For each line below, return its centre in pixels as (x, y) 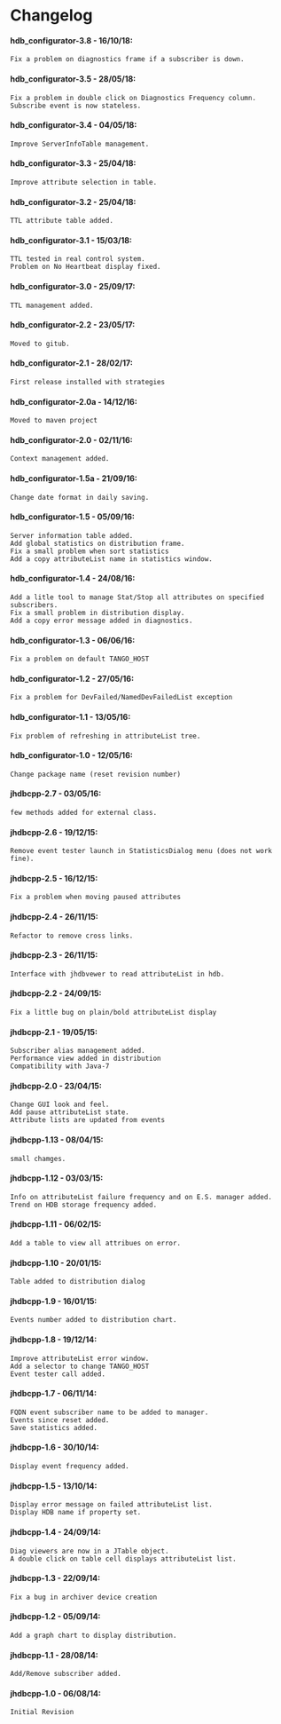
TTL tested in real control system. (78, 259)
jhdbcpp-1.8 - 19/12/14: (54, 1340)
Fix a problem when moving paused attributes (95, 898)
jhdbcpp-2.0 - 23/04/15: (56, 1086)
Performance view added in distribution (86, 1059)
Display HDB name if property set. (76, 1513)
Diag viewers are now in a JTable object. (90, 1551)
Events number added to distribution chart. (94, 1320)
